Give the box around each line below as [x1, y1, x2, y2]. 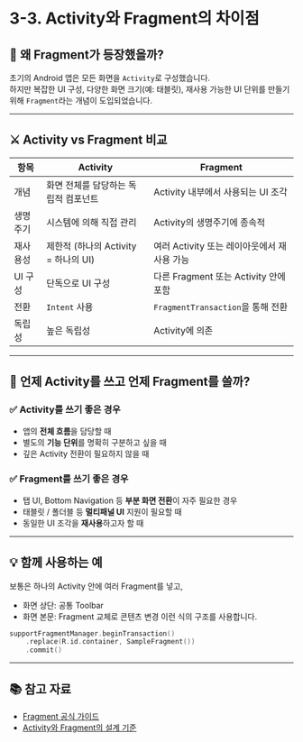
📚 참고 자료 [9, 682, 72, 697]
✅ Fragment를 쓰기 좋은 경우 [9, 472, 129, 485]
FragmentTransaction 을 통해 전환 [152, 300, 289, 313]
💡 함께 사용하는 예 [9, 555, 103, 571]
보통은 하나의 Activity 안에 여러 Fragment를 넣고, [9, 581, 183, 591]
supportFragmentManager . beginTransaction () [9, 628, 176, 638]
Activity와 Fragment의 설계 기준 [22, 722, 137, 733]
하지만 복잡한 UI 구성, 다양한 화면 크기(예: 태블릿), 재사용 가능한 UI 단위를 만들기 [9, 84, 290, 95]
